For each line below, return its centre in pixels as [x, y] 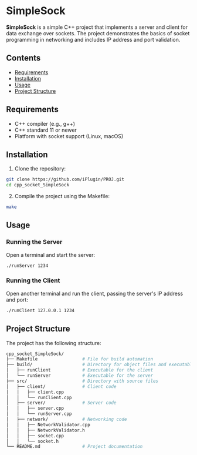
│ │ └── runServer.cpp [39, 414]
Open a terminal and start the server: [51, 255]
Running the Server [34, 242]
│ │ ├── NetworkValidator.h [45, 430]
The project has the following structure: [54, 343]
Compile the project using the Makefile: [62, 196]
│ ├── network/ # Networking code [67, 419]
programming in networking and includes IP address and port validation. [93, 39]
